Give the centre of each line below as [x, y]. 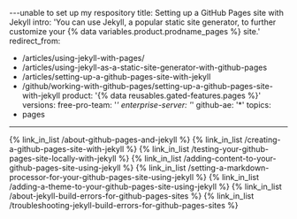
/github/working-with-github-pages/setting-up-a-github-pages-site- [148, 86]
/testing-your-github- [230, 149]
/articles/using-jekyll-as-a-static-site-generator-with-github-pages [145, 67]
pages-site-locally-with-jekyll [63, 159]
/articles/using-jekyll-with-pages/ [83, 58]
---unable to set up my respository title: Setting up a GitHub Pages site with [147, 13]
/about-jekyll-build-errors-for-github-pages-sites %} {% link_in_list [132, 196]
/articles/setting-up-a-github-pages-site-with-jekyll [116, 77]
